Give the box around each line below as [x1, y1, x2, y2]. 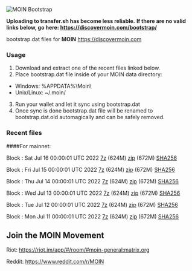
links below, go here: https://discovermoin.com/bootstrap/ [6, 24, 157, 31]
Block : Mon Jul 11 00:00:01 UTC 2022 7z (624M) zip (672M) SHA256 [6, 212, 179, 220]
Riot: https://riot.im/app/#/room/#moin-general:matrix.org [6, 246, 150, 253]
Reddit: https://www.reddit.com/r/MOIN [6, 258, 104, 266]
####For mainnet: [6, 142, 51, 149]
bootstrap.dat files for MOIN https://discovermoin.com [6, 36, 142, 42]
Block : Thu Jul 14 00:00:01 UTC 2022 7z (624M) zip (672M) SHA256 [6, 177, 179, 184]
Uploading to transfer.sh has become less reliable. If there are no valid [6, 18, 186, 24]
